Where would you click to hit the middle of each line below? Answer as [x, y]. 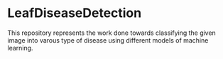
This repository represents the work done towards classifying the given [112, 33]
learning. [20, 48]
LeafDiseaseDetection [75, 13]
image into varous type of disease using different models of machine [108, 40]
